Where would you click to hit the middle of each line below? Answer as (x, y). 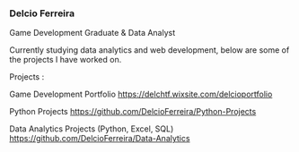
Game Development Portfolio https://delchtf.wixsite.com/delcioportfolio (141, 94)
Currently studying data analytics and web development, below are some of (149, 50)
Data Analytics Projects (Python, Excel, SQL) (92, 129)
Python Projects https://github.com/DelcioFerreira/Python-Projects (133, 112)
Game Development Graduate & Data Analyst (92, 33)
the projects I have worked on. (66, 60)
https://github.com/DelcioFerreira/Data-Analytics (100, 139)
